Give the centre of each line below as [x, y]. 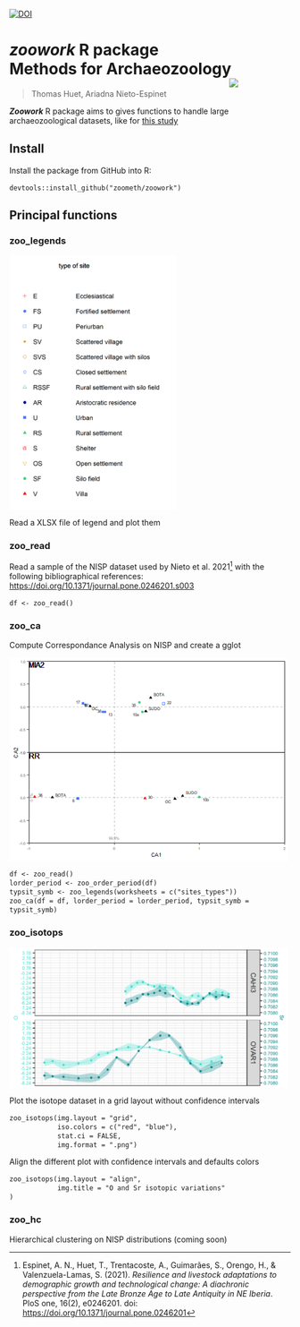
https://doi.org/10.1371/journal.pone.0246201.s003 [102, 586]
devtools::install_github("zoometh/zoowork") [95, 188]
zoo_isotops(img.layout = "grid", [74, 1118]
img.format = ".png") [97, 1145]
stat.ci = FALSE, [89, 1136]
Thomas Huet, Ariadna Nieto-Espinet [99, 93]
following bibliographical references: [76, 577]
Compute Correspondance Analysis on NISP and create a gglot [125, 646]
